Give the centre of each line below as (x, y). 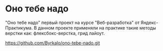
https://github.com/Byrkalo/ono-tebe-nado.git (52, 42)
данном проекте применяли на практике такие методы (97, 27)
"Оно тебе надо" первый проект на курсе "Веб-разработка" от (72, 22)
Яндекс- (149, 22)
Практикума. (19, 27)
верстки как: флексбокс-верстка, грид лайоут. (55, 33)
